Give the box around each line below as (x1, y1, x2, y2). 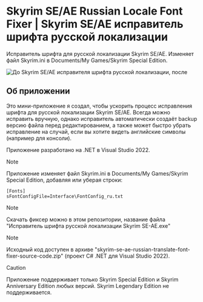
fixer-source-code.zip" (6, 252, 64, 259)
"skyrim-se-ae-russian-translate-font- (95, 245, 190, 253)
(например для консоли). (6, 134, 72, 142)
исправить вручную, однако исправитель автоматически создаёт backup (6, 115, 198, 122)
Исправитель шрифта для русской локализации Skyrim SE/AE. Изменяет (6, 50, 194, 57)
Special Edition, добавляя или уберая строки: (6, 176, 123, 184)
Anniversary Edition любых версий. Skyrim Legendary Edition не (6, 282, 170, 289)
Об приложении (6, 86, 70, 97)
